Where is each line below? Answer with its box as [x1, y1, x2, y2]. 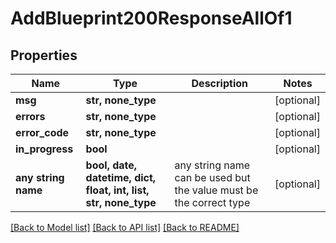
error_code [15, 126, 70, 139]
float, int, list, [85, 183, 150, 197]
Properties [10, 47, 78, 64]
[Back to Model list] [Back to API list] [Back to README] [10, 222, 240, 233]
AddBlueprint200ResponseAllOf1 [10, 7, 293, 30]
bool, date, [85, 158, 138, 172]
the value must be [174, 183, 259, 197]
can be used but [174, 171, 251, 184]
